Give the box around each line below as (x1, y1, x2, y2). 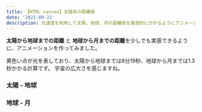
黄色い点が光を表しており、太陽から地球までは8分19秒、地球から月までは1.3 (6, 57, 195, 65)
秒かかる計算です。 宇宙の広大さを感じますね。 (6, 65, 123, 72)
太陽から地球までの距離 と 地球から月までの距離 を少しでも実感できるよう (6, 37, 188, 44)
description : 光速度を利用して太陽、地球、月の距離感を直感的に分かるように (6, 20, 176, 26)
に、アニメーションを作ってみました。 (6, 44, 101, 52)
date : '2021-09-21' (6, 14, 55, 20)
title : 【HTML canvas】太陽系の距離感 (6, 8, 95, 15)
